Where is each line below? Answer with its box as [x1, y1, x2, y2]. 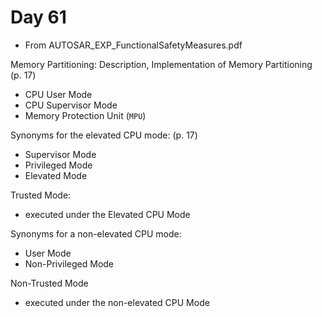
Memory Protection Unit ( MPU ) [24, 109, 147, 121]
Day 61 [10, 6, 67, 29]
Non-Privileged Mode [24, 257, 115, 270]
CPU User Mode [24, 88, 93, 100]
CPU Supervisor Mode [24, 99, 118, 111]
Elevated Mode [24, 169, 88, 181]
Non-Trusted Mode [10, 277, 89, 289]
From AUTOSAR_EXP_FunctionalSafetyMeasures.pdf [24, 39, 243, 51]
